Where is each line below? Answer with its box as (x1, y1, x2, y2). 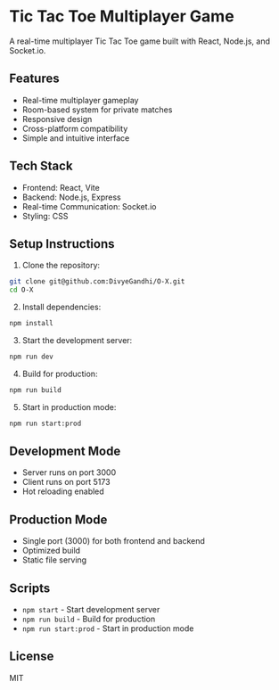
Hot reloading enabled (21, 486, 104, 497)
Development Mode (9, 444, 121, 459)
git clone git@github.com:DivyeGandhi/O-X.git (9, 277, 185, 286)
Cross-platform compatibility (21, 123, 128, 134)
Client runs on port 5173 (21, 477, 111, 488)
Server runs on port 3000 (21, 467, 117, 478)
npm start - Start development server (21, 604, 160, 615)
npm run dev (9, 352, 53, 361)
